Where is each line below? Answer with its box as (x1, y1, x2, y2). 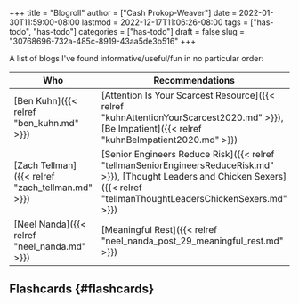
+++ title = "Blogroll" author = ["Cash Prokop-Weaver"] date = (9, 8, 238, 18)
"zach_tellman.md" (13, 181, 93, 194)
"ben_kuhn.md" (13, 117, 79, 129)
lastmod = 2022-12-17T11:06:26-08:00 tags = (81, 17, 249, 28)
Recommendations (153, 75, 236, 86)
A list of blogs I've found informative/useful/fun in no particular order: (9, 53, 264, 63)
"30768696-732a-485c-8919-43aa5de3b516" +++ (9, 36, 197, 46)
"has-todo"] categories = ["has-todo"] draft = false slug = (32, 27, 246, 36)
